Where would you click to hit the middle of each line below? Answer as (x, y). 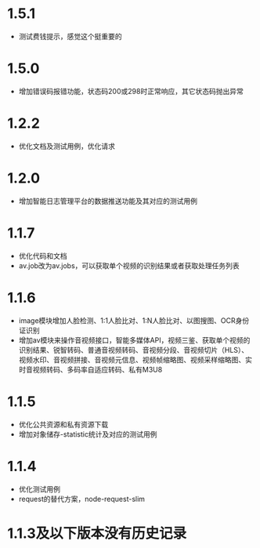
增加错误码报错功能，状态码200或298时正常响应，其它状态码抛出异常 (131, 91)
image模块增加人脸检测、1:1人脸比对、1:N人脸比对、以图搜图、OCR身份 (134, 320)
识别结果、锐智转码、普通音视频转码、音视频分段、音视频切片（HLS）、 (134, 350)
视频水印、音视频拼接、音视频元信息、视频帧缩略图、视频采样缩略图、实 (135, 359)
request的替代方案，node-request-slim (82, 499)
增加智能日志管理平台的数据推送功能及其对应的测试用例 (108, 201)
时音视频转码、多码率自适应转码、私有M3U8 (90, 369)
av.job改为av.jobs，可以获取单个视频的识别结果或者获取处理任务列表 (129, 265)
